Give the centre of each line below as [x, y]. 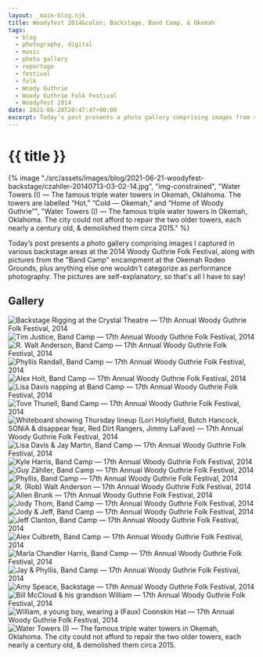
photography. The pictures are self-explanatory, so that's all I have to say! [127, 276]
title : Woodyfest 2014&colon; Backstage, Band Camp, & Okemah [112, 23]
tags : [17, 30]
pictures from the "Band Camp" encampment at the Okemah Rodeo [117, 260]
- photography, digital [54, 45]
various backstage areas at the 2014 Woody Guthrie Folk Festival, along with [131, 251]
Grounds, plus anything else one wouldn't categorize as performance [120, 268]
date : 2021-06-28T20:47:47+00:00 [63, 111]
